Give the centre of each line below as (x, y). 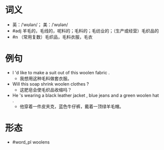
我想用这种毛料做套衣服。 (46, 78)
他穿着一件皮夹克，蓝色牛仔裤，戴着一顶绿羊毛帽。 (72, 106)
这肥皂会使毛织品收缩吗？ (46, 90)
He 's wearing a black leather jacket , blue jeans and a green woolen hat (85, 95)
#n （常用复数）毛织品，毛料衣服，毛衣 (52, 37)
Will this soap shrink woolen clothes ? (50, 84)
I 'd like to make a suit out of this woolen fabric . (61, 72)
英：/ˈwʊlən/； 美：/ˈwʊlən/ (40, 25)
